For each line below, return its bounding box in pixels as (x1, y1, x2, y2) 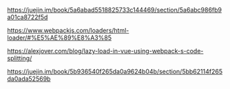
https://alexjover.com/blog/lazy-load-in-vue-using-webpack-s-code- (7, 47, 204, 55)
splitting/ (7, 54, 32, 62)
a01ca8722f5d (7, 13, 48, 21)
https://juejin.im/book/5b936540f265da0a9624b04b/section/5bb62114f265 (7, 68, 222, 75)
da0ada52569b (7, 75, 51, 83)
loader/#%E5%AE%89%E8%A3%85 (7, 34, 112, 42)
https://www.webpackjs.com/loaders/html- (7, 27, 129, 34)
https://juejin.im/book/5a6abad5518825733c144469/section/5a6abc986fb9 (7, 6, 222, 14)
